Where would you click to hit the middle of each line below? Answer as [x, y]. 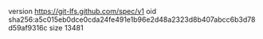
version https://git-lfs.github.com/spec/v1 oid [82, 11]
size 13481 [66, 28]
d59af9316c [28, 28]
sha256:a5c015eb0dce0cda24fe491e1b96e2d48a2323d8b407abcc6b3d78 [132, 19]
